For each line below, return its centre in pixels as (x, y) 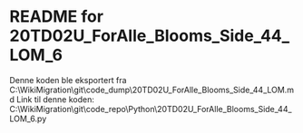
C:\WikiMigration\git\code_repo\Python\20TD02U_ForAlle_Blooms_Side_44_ (151, 109)
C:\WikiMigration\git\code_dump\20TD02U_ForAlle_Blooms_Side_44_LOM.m (152, 90)
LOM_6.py (28, 119)
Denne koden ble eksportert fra (68, 80)
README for (57, 17)
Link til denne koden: (56, 99)
